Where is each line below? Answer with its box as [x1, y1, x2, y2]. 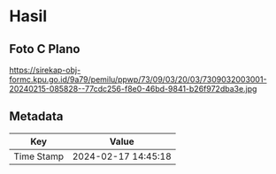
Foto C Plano [9, 42, 80, 57]
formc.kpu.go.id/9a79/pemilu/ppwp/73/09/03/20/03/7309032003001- [9, 74, 267, 85]
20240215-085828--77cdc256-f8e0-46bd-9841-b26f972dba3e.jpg [9, 84, 257, 94]
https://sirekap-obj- [9, 64, 81, 75]
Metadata [9, 109, 64, 125]
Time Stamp [13, 150, 65, 163]
